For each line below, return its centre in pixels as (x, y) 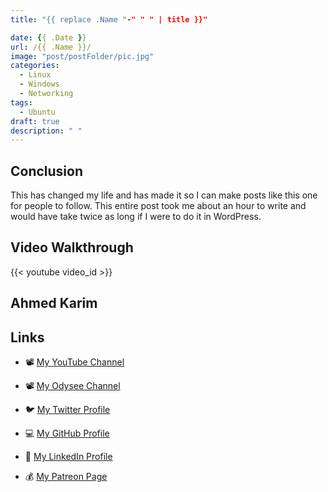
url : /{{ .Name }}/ (51, 47)
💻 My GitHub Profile (67, 433)
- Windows (39, 84)
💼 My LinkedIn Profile (68, 457)
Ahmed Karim (54, 303)
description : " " (46, 131)
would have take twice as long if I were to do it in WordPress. (136, 217)
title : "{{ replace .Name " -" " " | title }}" (109, 19)
